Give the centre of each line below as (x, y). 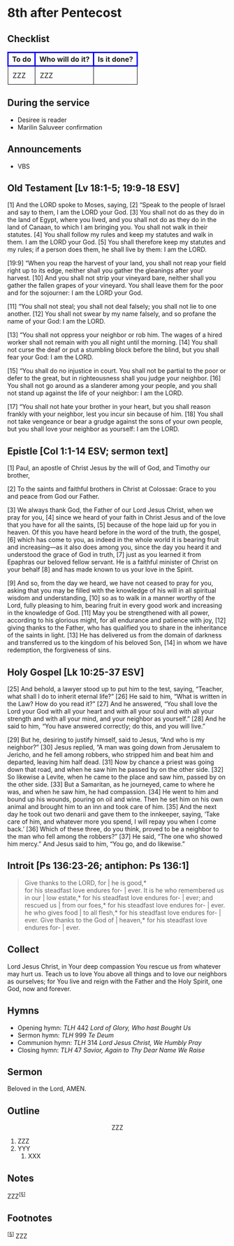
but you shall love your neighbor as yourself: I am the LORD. (93, 429)
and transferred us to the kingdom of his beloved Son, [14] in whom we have (117, 643)
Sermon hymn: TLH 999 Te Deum (65, 1035)
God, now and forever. (39, 988)
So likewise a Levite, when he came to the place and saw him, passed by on (116, 777)
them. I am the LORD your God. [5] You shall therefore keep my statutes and (116, 242)
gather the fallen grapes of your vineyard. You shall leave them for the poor (115, 286)
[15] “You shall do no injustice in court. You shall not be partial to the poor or (117, 371)
